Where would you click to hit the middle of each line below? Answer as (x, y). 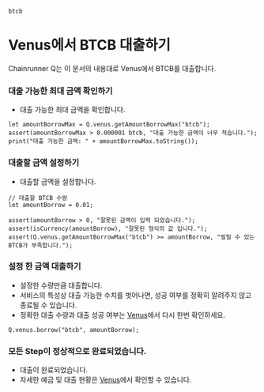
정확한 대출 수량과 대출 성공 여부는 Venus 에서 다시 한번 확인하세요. (123, 315)
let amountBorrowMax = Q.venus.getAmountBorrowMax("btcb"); (109, 125)
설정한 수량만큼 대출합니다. (61, 285)
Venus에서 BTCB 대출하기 (90, 45)
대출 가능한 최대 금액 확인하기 (60, 91)
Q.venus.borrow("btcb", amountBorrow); (74, 330)
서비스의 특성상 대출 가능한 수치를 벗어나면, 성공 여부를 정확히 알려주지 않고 (136, 295)
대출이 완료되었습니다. (54, 370)
